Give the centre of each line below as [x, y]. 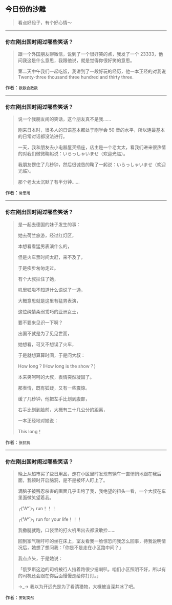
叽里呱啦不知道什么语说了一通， [51, 290]
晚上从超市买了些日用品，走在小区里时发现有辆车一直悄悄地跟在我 [87, 474]
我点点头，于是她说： [40, 558]
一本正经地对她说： [38, 420]
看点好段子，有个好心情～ [45, 23]
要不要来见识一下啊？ [40, 322]
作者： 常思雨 [18, 193]
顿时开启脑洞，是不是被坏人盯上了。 [70, 480]
